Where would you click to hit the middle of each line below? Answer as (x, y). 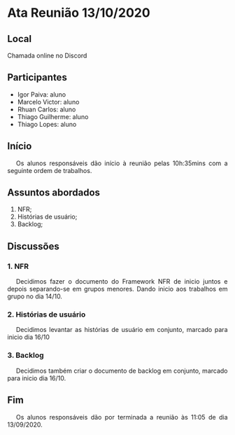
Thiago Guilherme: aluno (53, 116)
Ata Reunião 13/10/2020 (79, 13)
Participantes (37, 77)
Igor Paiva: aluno (42, 94)
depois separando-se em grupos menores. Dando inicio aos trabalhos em (117, 289)
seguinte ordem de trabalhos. (50, 170)
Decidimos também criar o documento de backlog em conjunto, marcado (122, 371)
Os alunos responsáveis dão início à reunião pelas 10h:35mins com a (122, 163)
